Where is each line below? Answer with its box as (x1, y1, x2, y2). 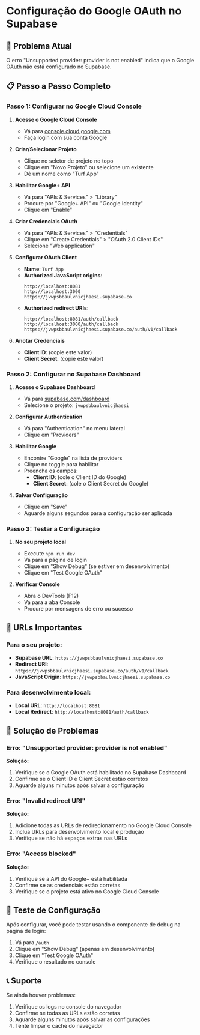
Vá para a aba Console (23, 599, 80, 606)
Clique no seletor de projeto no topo (23, 157, 114, 164)
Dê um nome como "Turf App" (23, 170, 99, 177)
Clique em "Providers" (23, 431, 79, 438)
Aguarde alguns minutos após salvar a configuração (14, 782, 145, 789)
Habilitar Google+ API (14, 181, 70, 189)
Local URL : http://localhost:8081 (14, 702, 100, 709)
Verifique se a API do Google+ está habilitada (14, 875, 128, 882)
